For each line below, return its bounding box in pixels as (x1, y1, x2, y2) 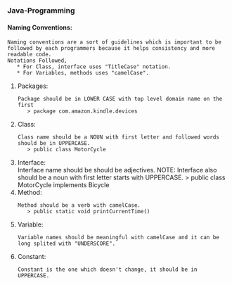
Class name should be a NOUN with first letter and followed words (17, 134, 219, 141)
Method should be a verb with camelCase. (17, 202, 141, 209)
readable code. (7, 51, 52, 58)
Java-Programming (7, 6, 75, 15)
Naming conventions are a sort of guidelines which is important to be (7, 39, 221, 46)
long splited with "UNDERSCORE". (17, 240, 116, 248)
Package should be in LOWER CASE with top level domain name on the (17, 96, 223, 103)
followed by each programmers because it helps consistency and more (7, 45, 216, 52)
